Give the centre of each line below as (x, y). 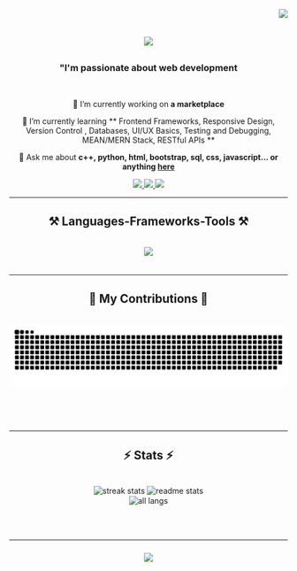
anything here (148, 166)
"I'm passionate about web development (148, 68)
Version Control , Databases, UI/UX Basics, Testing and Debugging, (148, 131)
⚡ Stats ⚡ (148, 455)
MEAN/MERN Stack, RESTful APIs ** (148, 140)
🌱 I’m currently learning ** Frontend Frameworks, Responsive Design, (148, 121)
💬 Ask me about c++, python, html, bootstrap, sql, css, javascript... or (148, 158)
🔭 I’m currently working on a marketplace (148, 104)
